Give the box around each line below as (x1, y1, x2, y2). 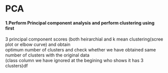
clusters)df (5, 63, 28, 69)
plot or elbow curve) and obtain (5, 41, 71, 47)
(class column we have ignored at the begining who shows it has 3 (5, 57, 144, 63)
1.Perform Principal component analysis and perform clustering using (5, 19, 155, 25)
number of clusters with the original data (5, 52, 90, 58)
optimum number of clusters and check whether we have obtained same (5, 47, 156, 53)
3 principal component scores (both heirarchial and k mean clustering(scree (5, 36, 163, 42)
